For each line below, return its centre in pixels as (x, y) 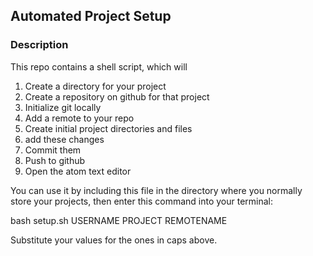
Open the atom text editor (78, 171)
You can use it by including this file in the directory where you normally (156, 190)
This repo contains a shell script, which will (99, 66)
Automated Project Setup (91, 16)
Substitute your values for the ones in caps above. (114, 240)
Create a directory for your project (95, 86)
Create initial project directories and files (108, 128)
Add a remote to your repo (79, 118)
